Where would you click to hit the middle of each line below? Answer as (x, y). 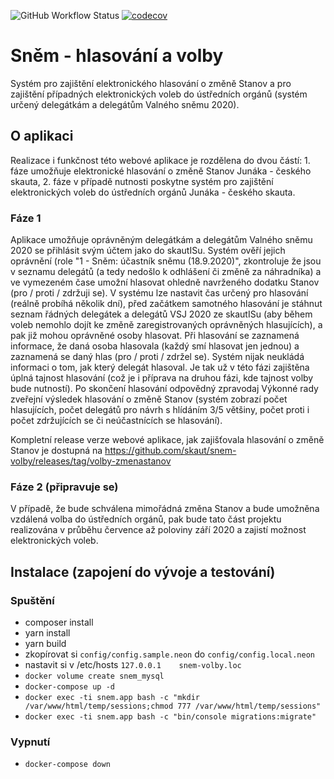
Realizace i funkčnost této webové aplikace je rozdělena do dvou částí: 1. (160, 160)
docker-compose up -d (69, 687)
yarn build (45, 644)
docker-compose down (67, 765)
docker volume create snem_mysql (94, 676)
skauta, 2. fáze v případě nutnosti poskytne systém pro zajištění (142, 181)
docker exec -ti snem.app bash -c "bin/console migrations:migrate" (170, 717)
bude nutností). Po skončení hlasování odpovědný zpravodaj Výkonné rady (164, 389)
